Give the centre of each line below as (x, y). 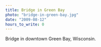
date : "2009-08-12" (26, 19)
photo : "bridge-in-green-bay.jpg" (42, 15)
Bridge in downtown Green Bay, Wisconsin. (50, 39)
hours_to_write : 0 (25, 24)
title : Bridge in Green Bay (35, 10)
